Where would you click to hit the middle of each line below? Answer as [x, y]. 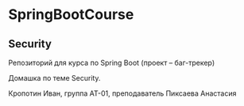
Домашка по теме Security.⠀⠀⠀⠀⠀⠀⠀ [72, 78]
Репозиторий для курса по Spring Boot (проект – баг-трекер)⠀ [114, 62]
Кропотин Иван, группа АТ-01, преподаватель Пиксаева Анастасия [122, 93]
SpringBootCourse [71, 15]
